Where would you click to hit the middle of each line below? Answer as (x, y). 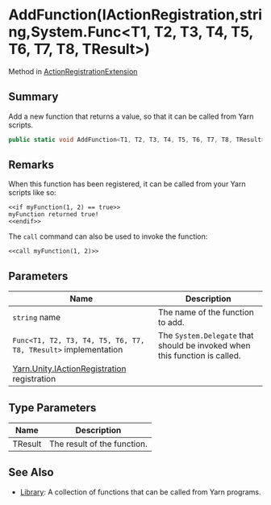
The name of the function (206, 312)
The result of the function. (98, 444)
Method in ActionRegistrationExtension (73, 71)
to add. (171, 323)
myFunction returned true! (54, 215)
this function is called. (199, 356)
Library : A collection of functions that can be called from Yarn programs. (140, 492)
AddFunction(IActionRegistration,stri (135, 15)
